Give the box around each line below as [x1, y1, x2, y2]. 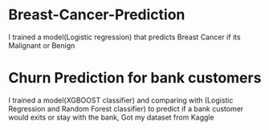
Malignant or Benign [8, 40, 75, 50]
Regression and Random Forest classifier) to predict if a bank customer [8, 104, 244, 113]
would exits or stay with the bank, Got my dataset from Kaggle [8, 112, 214, 122]
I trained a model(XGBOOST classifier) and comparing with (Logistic [8, 95, 234, 105]
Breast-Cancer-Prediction [8, 6, 185, 24]
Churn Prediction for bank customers [8, 69, 262, 87]
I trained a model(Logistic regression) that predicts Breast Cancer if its [8, 32, 241, 42]
